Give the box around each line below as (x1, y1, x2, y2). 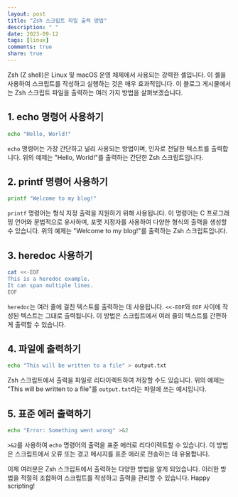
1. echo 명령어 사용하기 (7, 111, 104, 123)
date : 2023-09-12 (7, 30, 59, 38)
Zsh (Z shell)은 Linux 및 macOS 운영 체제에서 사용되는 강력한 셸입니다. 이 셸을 (7, 70, 227, 79)
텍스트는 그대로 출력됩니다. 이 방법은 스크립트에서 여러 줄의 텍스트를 (20, 311, 208, 320)
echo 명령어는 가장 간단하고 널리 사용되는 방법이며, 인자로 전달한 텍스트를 (7, 144, 210, 153)
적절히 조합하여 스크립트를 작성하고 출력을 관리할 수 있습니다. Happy (20, 474, 210, 482)
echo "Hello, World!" (7, 130, 72, 137)
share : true (7, 50, 43, 58)
